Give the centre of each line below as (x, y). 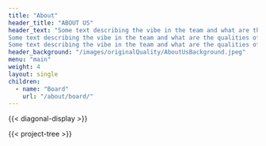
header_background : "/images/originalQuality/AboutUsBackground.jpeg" (127, 52)
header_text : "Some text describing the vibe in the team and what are (129, 30)
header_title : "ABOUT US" (51, 23)
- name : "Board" (42, 89)
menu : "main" (30, 60)
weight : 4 (25, 67)
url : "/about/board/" (58, 96)
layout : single (33, 74)
